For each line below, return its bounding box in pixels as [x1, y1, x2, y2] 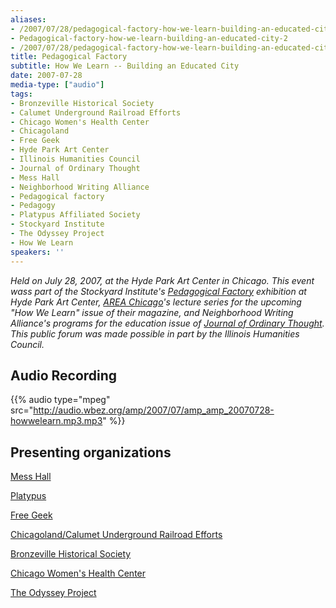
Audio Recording [10, 367, 118, 384]
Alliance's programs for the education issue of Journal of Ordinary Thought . [10, 317, 325, 329]
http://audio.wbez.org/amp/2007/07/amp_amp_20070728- [33, 404, 275, 416]
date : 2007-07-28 [10, 71, 83, 81]
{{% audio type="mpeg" [10, 394, 111, 406]
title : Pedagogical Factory [10, 52, 128, 62]
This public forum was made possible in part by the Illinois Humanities [10, 327, 300, 340]
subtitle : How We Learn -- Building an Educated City [10, 61, 240, 71]
